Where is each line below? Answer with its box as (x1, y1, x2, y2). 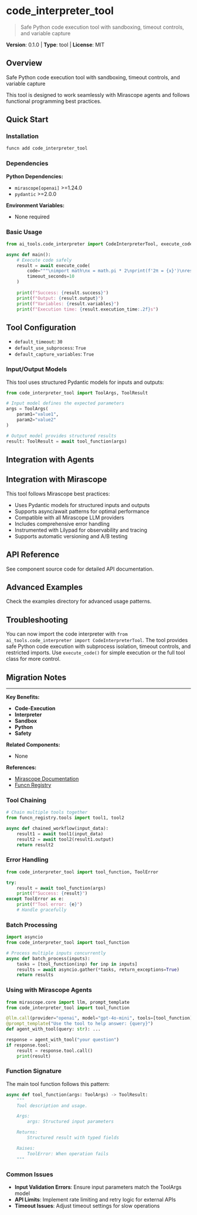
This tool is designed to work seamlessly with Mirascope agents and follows (6, 91, 190, 98)
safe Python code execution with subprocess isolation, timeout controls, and (6, 643, 191, 650)
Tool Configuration (6, 322, 76, 332)
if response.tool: (6, 1042, 51, 1048)
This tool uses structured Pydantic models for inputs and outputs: (6, 379, 164, 386)
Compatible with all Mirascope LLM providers (14, 514, 124, 521)
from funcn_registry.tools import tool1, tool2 (6, 815, 125, 821)
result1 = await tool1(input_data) (16, 831, 104, 837)
